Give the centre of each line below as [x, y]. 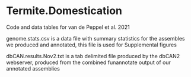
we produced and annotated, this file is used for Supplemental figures [91, 45]
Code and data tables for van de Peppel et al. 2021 [68, 27]
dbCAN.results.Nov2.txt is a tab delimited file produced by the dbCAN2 [93, 56]
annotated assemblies [33, 68]
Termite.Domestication [64, 11]
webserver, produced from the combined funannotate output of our [88, 62]
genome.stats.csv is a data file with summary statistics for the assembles [95, 38]
